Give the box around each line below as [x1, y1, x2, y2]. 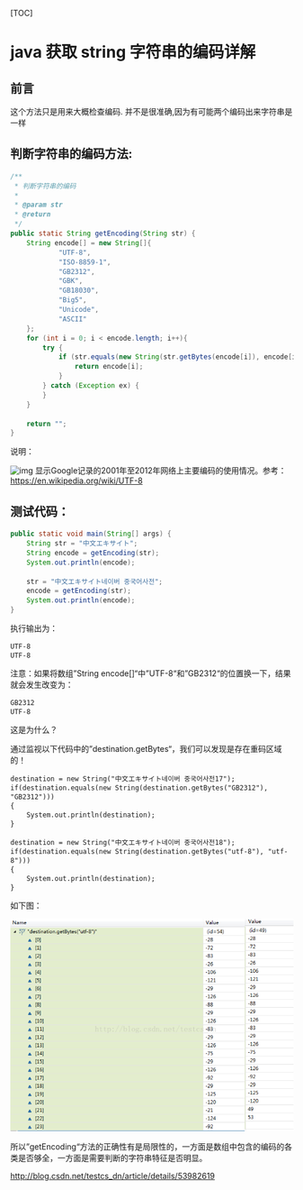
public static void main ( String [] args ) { [10, 529, 172, 539]
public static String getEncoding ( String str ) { [10, 229, 196, 238]
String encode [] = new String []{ [26, 238, 152, 247]
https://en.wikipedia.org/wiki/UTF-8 [10, 475, 143, 486]
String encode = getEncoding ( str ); [26, 548, 160, 557]
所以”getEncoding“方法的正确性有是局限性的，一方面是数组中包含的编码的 [10, 1140, 285, 1152]
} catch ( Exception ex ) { [42, 381, 140, 390]
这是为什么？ [10, 725, 58, 735]
